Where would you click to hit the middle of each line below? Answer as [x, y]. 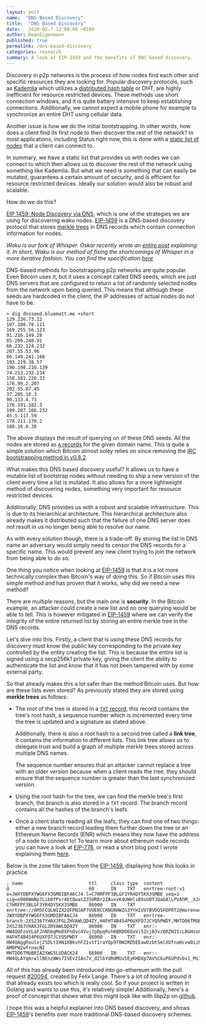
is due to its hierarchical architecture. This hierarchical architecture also [97, 514]
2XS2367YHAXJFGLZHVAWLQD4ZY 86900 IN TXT [71, 926]
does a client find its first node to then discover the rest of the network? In [100, 132]
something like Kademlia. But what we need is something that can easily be [101, 170]
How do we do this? [31, 202]
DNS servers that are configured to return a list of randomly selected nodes [102, 283]
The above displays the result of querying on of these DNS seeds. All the [98, 438]
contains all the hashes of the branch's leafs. [72, 809]
